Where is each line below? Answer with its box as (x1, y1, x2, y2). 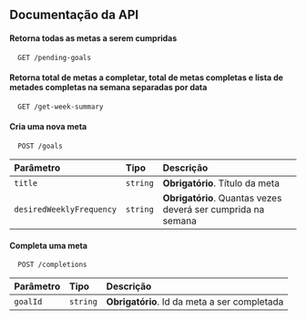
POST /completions (17, 260, 88, 270)
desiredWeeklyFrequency (14, 204, 117, 214)
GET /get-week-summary (17, 102, 104, 111)
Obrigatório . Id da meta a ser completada (106, 295, 284, 308)
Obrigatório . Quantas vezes (162, 191, 282, 204)
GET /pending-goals (17, 53, 92, 62)
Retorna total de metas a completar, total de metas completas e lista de (9, 72, 284, 83)
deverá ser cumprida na (162, 203, 265, 215)
